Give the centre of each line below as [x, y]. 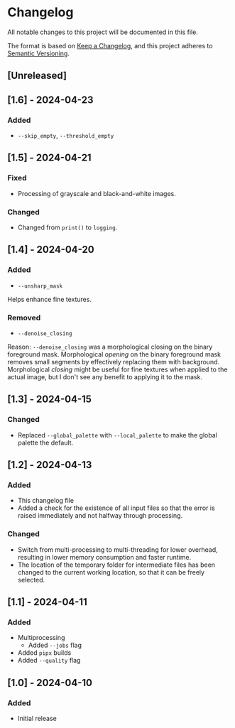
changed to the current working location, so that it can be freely [111, 572]
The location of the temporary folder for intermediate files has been [116, 565]
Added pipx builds [44, 653]
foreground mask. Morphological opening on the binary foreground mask [114, 354]
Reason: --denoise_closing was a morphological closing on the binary [110, 347]
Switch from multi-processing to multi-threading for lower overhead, [117, 549]
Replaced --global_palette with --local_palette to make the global [117, 435]
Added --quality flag [49, 661]
